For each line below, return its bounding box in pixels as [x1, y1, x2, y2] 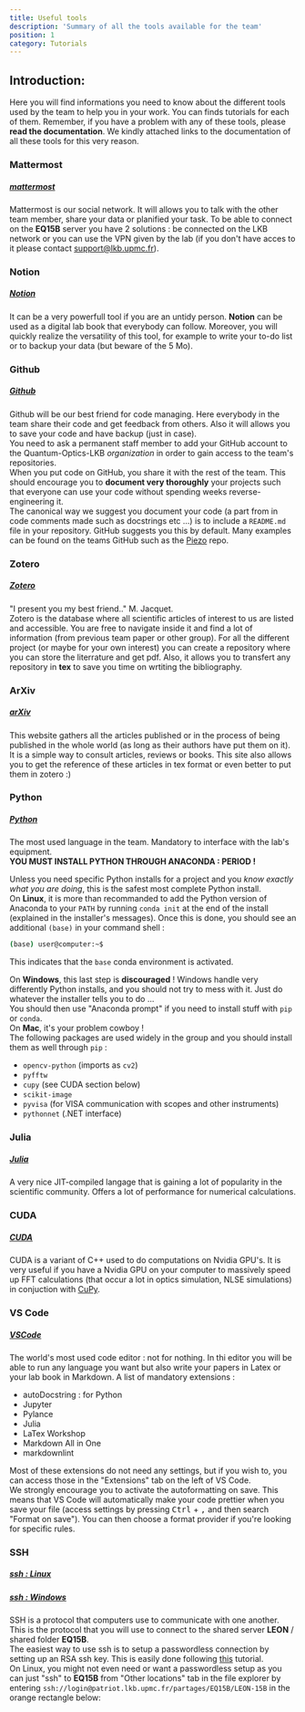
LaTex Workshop [22, 1427, 86, 1438]
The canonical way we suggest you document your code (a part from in [9, 506, 279, 517]
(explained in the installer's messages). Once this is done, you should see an [9, 913, 297, 924]
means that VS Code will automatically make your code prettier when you [9, 1494, 285, 1505]
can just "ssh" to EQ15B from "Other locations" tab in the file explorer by [9, 1673, 281, 1684]
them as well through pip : [9, 1042, 107, 1053]
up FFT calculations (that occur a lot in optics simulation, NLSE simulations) [9, 1274, 293, 1285]
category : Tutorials [9, 38, 88, 48]
